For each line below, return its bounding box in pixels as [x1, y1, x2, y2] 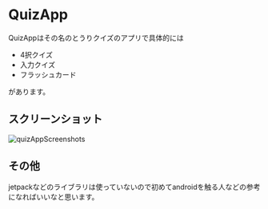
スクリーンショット [8, 112, 102, 126]
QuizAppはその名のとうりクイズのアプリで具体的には [8, 33, 184, 42]
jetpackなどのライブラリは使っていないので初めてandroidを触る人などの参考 [8, 182, 261, 191]
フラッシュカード [19, 69, 77, 79]
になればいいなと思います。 [8, 191, 99, 201]
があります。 [8, 86, 50, 97]
